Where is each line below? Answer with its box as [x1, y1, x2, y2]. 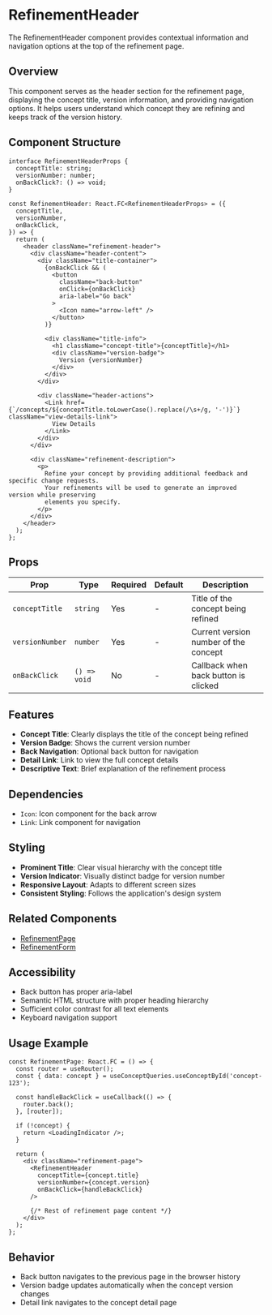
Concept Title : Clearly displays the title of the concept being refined [19, 729, 249, 739]
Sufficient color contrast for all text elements [19, 1004, 169, 1014]
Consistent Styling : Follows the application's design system [19, 888, 222, 898]
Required [110, 579, 147, 591]
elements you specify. [44, 497, 121, 506]
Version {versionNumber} [59, 355, 143, 364]
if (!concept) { [15, 1122, 70, 1130]
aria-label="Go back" [59, 292, 132, 300]
